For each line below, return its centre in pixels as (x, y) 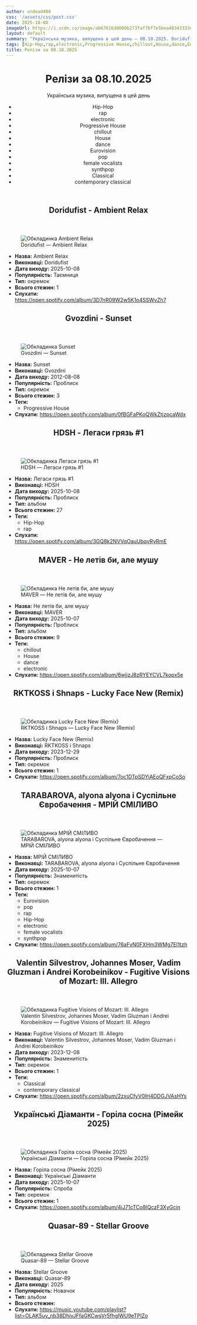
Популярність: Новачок (45, 1290)
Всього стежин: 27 (38, 510)
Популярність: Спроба (43, 1188)
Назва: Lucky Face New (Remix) (54, 739)
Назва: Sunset (33, 364)
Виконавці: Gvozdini (40, 371)
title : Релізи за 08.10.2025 (42, 50)
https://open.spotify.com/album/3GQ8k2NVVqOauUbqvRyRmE (91, 542)
